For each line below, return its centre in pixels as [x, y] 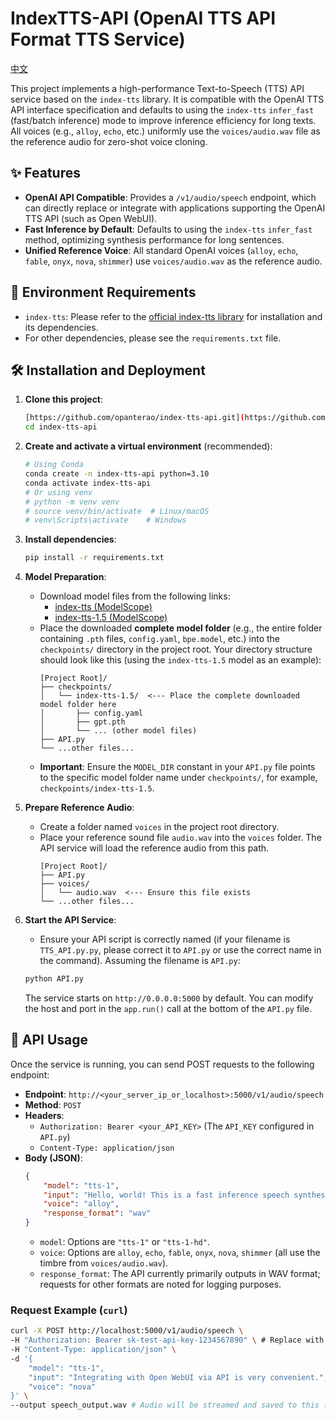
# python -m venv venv [72, 502]
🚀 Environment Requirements [103, 292]
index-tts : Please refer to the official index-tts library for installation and [173, 316]
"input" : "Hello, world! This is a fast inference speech [166, 1195]
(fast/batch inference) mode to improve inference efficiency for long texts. [163, 120]
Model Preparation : [65, 577]
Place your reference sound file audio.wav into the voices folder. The [180, 838]
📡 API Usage [49, 1040]
